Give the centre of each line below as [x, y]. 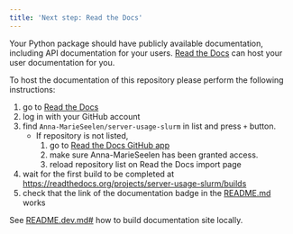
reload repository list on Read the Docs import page [145, 164]
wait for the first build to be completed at [98, 174]
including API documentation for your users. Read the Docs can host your [146, 53]
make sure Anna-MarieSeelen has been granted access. [154, 155]
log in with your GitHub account [81, 116]
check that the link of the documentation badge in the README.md [146, 193]
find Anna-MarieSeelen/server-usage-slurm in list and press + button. [149, 126]
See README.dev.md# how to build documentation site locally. [126, 220]
